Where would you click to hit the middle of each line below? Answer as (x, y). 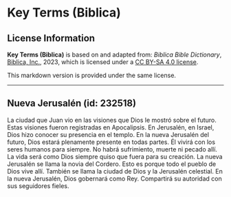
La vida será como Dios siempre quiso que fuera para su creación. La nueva (115, 156)
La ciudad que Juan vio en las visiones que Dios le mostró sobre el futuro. (112, 120)
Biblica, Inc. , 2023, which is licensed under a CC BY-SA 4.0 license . (103, 62)
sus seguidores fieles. (38, 186)
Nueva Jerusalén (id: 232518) (71, 104)
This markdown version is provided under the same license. (92, 75)
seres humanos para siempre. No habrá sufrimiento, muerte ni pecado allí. (112, 149)
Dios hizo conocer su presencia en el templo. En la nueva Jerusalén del (108, 134)
